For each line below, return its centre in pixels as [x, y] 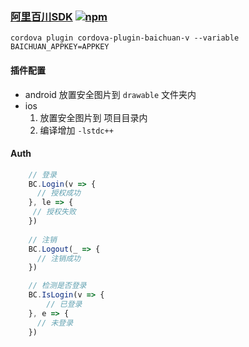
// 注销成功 [58, 258]
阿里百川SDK [41, 16]
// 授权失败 [54, 212]
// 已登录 [64, 304]
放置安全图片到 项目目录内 [93, 117]
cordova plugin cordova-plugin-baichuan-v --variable [125, 38]
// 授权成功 [58, 193]
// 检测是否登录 [57, 286]
